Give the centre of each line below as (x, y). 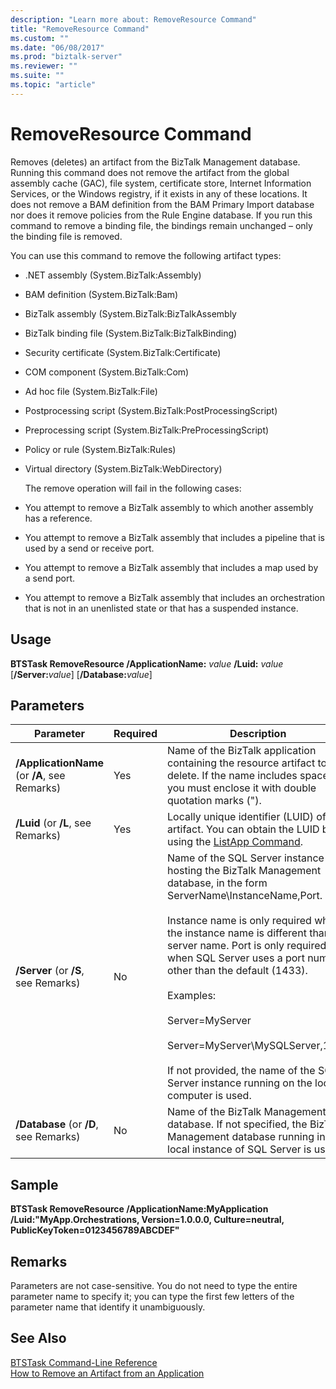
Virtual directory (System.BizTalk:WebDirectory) (123, 468)
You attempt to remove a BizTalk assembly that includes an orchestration (174, 597)
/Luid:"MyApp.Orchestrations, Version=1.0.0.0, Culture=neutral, (147, 1220)
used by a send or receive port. (89, 548)
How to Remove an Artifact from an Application (107, 1373)
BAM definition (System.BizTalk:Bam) (101, 294)
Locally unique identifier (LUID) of (247, 817)
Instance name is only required (239, 921)
